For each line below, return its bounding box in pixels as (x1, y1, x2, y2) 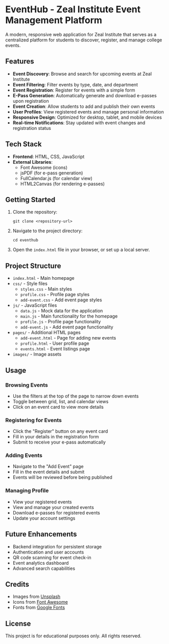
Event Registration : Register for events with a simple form (12, 87, 135, 93)
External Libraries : (12, 159, 53, 165)
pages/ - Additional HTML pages (12, 329, 81, 336)
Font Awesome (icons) (20, 164, 68, 170)
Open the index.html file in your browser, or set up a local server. (12, 247, 150, 253)
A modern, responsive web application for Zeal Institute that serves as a (5, 31, 157, 37)
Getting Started (5, 195, 56, 204)
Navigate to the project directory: (12, 228, 83, 234)
